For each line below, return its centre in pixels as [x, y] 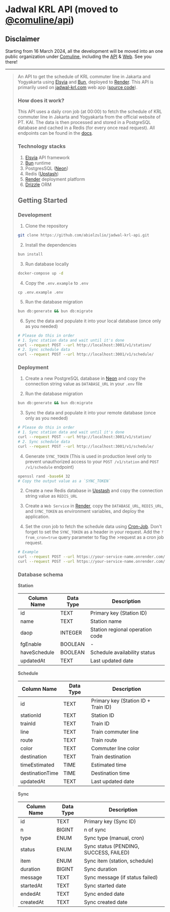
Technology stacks [41, 146]
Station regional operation [121, 630]
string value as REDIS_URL [51, 496]
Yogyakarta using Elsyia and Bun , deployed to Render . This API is [86, 82]
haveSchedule [37, 653]
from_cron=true [41, 538]
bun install [30, 254]
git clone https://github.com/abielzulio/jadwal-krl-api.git [83, 235]
